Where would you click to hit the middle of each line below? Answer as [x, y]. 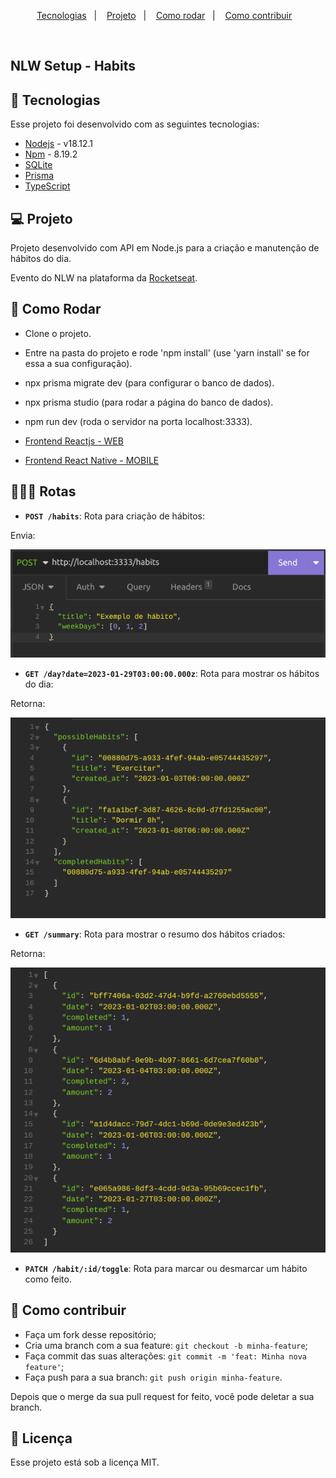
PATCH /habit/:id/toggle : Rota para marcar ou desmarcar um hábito [166, 1268]
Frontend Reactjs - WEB [74, 441]
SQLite [38, 165]
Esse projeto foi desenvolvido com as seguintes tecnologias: [135, 124]
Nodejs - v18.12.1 [59, 144]
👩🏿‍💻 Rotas [43, 491]
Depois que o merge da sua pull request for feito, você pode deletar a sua [162, 1396]
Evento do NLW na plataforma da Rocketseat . [104, 278]
